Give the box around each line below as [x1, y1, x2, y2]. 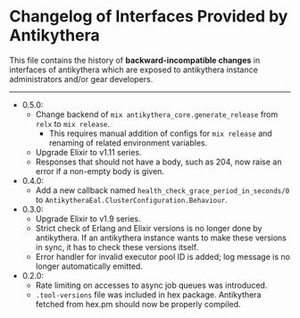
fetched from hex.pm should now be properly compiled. [35, 298, 241, 309]
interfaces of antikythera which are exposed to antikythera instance [9, 64, 259, 75]
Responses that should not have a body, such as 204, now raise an [35, 156, 282, 167]
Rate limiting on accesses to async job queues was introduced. [35, 280, 268, 290]
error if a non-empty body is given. [35, 165, 165, 176]
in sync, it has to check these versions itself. [35, 241, 199, 252]
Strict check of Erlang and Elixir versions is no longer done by [35, 222, 262, 233]
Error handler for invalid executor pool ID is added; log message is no [35, 251, 290, 262]
